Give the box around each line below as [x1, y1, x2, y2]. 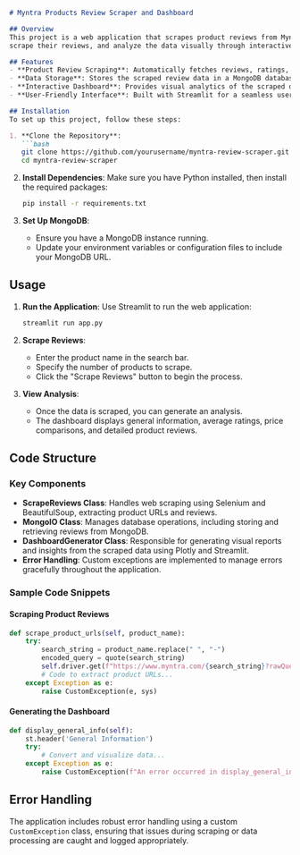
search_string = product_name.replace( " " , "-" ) [41, 645, 226, 655]
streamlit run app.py [21, 318, 103, 327]
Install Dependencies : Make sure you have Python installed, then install [21, 173, 287, 183]
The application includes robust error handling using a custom [9, 816, 238, 826]
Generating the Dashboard [9, 707, 110, 717]
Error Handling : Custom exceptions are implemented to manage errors [21, 554, 283, 565]
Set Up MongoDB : [21, 216, 90, 225]
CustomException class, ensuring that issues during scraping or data [9, 825, 258, 836]
